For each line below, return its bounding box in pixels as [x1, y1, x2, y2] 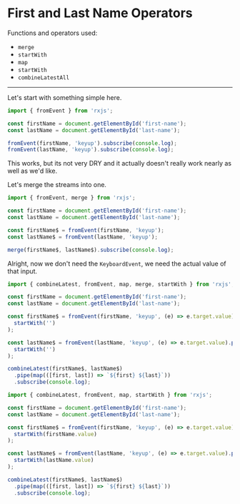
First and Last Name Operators [7, 5, 193, 21]
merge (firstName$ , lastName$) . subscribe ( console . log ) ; [7, 246, 174, 253]
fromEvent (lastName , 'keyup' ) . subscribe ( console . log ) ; [7, 146, 174, 153]
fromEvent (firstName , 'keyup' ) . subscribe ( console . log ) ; [7, 139, 177, 147]
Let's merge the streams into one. [7, 181, 107, 189]
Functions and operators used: [7, 29, 98, 37]
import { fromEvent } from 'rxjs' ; [7, 107, 114, 114]
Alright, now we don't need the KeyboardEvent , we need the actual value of [7, 259, 226, 268]
